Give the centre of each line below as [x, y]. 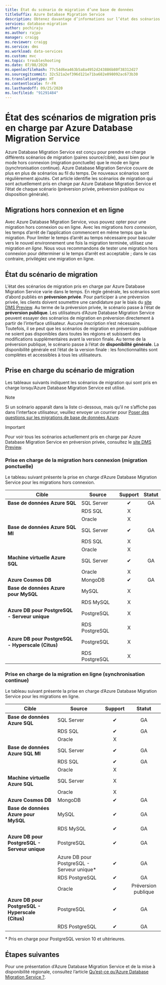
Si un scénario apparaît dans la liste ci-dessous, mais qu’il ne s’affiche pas [81, 407]
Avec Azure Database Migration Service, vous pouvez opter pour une [76, 222]
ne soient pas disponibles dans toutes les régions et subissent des [73, 333]
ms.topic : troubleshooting [33, 61]
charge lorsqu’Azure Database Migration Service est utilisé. [65, 388]
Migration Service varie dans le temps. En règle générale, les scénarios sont [83, 291]
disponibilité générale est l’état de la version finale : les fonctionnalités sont [82, 349]
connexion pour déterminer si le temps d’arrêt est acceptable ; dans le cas [81, 254]
